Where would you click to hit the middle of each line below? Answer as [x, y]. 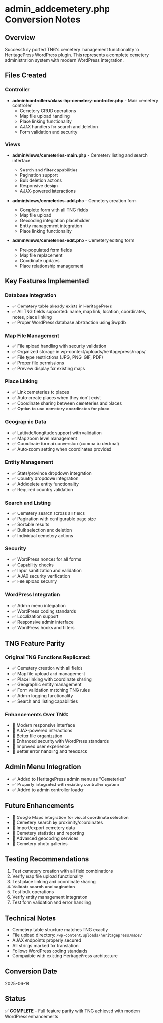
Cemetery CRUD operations [48, 111]
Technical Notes [31, 918]
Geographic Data [26, 422]
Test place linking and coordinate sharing [54, 882]
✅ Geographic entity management [47, 685]
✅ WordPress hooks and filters [43, 627]
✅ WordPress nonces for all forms [47, 559]
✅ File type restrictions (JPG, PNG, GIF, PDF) [57, 357]
